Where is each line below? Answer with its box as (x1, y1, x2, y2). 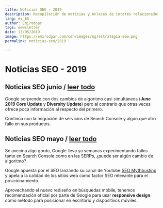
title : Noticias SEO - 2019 (5, 7, 62, 12)
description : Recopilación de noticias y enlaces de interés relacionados (5, 12, 160, 16)
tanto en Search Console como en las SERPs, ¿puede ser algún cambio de (5, 153, 154, 159)
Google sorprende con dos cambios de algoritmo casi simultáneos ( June (5, 96, 151, 102)
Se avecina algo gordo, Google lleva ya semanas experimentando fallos (5, 147, 148, 153)
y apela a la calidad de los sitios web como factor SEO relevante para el (5, 173, 148, 178)
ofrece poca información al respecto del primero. (5, 106, 103, 112)
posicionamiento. (5, 177, 40, 183)
